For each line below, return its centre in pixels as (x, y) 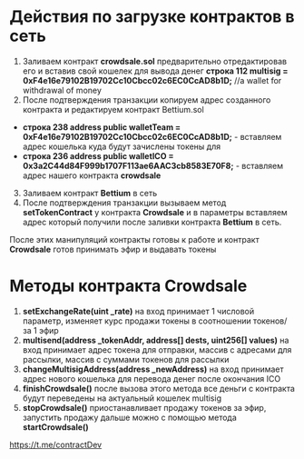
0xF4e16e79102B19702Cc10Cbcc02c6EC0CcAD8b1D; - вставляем (152, 136)
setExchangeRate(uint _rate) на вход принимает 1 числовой (138, 311)
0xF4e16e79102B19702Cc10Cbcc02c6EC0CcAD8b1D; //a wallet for (152, 80)
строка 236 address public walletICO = (98, 155)
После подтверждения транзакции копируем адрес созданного (147, 100)
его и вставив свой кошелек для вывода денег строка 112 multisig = (155, 71)
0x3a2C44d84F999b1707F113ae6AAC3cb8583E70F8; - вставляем (153, 165)
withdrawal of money (62, 90)
